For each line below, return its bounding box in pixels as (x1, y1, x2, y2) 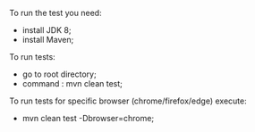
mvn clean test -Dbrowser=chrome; (21, 113, 155, 123)
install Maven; (21, 35, 74, 45)
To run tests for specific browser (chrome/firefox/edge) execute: (9, 95, 248, 106)
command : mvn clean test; (21, 78, 123, 88)
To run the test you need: (9, 8, 102, 18)
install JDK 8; (21, 25, 72, 35)
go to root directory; (21, 69, 97, 79)
